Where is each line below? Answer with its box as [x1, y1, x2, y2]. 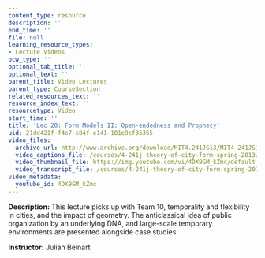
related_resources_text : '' [8, 92, 101, 100]
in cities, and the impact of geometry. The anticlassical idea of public [8, 210, 233, 219]
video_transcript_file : [15, 166, 93, 174]
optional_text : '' [8, 70, 69, 78]
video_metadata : [8, 173, 62, 181]
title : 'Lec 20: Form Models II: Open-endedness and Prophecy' [8, 122, 221, 129]
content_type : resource [8, 11, 87, 20]
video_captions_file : [15, 151, 87, 159]
